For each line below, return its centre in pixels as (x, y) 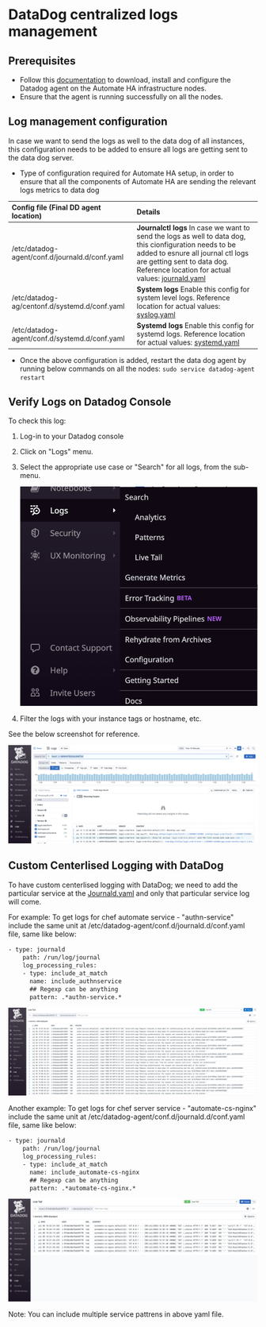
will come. (25, 901)
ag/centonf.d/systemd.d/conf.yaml (68, 306)
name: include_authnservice (76, 981)
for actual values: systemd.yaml (188, 342)
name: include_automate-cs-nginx (84, 1172)
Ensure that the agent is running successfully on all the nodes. (121, 96)
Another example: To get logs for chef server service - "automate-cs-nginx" (133, 1108)
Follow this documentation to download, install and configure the (125, 80)
